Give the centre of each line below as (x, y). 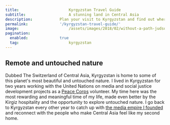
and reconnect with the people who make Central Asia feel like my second (83, 113)
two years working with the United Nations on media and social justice (78, 86)
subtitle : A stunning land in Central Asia (72, 15)
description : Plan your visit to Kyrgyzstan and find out (80, 19)
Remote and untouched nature (54, 63)
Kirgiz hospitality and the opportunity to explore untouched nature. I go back (85, 102)
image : (12, 29)
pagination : (18, 33)
